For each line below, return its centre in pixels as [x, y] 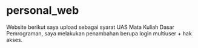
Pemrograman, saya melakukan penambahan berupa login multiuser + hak [99, 33]
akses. [15, 40]
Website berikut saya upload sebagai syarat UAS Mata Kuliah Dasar [90, 27]
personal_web [43, 10]
